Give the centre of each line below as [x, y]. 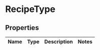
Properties [22, 28]
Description [59, 42]
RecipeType [30, 9]
